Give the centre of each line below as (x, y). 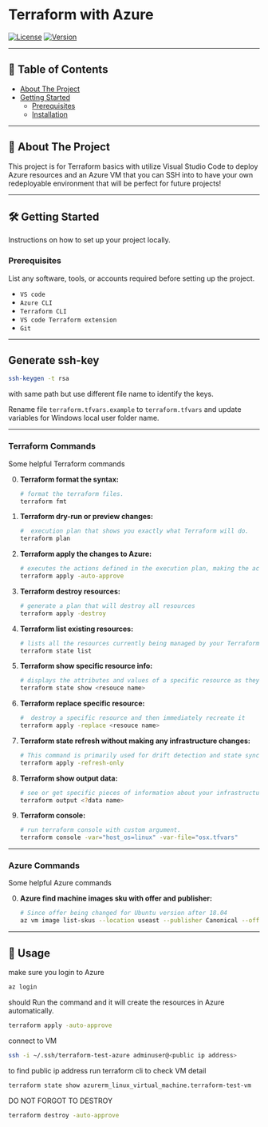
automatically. (31, 1010)
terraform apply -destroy (63, 613)
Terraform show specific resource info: (86, 666)
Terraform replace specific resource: (82, 703)
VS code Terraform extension (68, 320)
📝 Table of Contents (58, 70)
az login (23, 987)
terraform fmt (43, 502)
